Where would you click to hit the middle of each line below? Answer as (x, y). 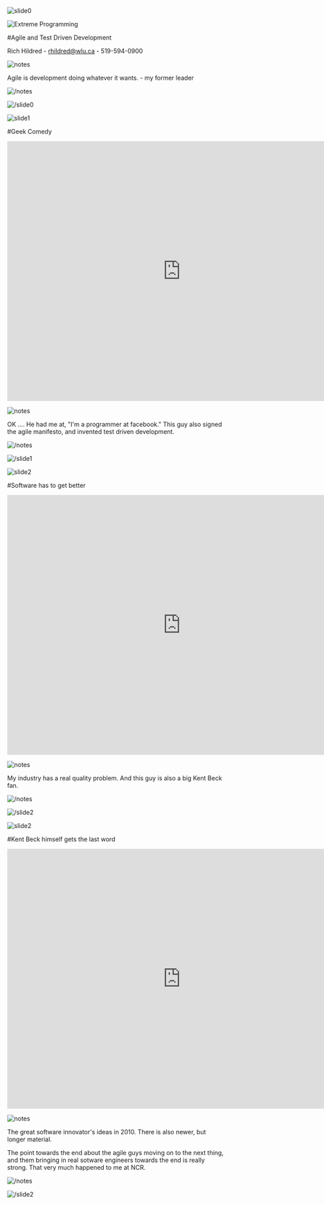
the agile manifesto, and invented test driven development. (91, 432)
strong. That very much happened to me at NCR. (76, 1167)
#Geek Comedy (29, 131)
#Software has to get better (46, 485)
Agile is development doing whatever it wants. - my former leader (101, 78)
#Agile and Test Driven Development (60, 37)
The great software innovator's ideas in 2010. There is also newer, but (107, 1132)
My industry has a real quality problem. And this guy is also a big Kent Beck (115, 778)
